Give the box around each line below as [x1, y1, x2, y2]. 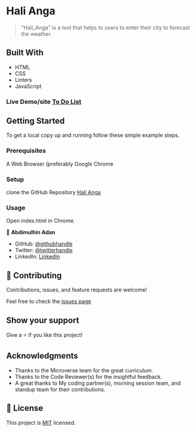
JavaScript [14, 82, 42, 90]
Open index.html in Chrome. [6, 217, 75, 225]
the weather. [20, 30, 52, 37]
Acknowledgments [6, 351, 79, 361]
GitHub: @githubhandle [14, 240, 73, 247]
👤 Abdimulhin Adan [6, 229, 56, 236]
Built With [6, 48, 44, 58]
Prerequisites [6, 146, 46, 155]
